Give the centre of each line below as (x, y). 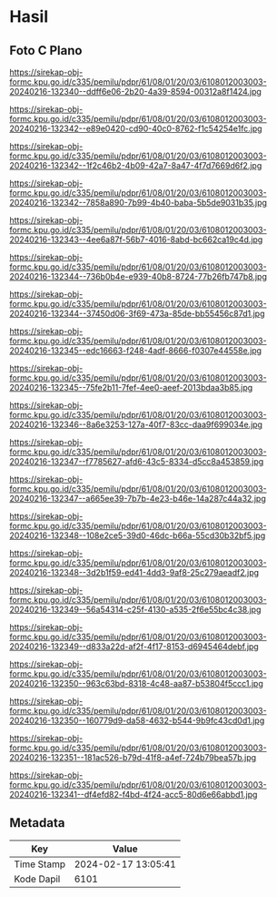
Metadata (37, 823)
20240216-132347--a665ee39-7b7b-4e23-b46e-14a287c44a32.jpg (138, 499)
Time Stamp (40, 864)
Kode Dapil (37, 879)
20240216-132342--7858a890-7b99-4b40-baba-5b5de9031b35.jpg (138, 203)
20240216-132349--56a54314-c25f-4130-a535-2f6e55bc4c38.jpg (135, 609)
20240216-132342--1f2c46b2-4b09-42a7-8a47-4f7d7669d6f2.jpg (136, 165)
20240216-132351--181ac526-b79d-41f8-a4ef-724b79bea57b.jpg (133, 757)
